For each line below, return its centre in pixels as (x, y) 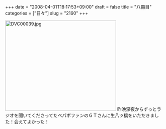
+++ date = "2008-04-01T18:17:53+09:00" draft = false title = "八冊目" (78, 7)
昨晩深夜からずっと (137, 109)
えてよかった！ (34, 122)
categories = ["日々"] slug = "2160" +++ (47, 13)
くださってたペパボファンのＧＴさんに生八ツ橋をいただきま (93, 115)
